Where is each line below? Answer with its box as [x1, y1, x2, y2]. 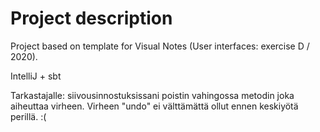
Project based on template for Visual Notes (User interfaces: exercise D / [10, 40, 310, 52]
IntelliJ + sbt [10, 70, 62, 82]
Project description [10, 7, 173, 30]
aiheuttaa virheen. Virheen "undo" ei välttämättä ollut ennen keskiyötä [10, 100, 299, 112]
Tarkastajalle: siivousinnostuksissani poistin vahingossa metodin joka [10, 89, 295, 101]
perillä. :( [10, 110, 47, 122]
